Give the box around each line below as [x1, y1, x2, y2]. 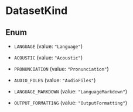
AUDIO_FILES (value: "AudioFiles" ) [13, 77, 96, 83]
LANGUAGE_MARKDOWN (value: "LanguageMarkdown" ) [13, 88, 127, 94]
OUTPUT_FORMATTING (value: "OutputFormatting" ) [13, 99, 127, 106]
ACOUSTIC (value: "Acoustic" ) [13, 54, 83, 61]
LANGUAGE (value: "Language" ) [13, 43, 83, 50]
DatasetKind [5, 4, 68, 17]
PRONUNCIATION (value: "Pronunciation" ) [13, 65, 109, 72]
